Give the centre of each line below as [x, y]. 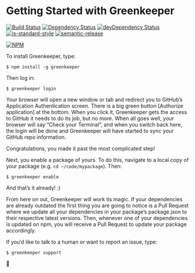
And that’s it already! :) [33, 188]
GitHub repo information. [36, 137]
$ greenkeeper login [31, 89]
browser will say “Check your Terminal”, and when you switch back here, [94, 124]
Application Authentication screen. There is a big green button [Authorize [95, 106]
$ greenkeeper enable [33, 177]
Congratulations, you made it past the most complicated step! [81, 148]
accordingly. [21, 230]
